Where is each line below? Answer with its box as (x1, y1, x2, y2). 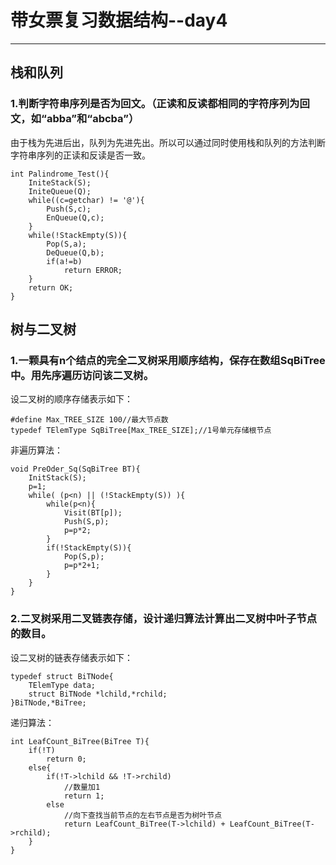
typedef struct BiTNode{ (10, 671, 114, 681)
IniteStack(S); (28, 177, 92, 188)
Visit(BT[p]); (63, 508, 123, 518)
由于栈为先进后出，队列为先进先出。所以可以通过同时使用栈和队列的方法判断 (10, 136, 326, 148)
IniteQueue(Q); (28, 186, 92, 196)
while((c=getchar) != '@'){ (28, 195, 145, 205)
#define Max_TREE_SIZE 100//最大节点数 (10, 415, 169, 425)
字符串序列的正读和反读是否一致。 (10, 149, 151, 161)
